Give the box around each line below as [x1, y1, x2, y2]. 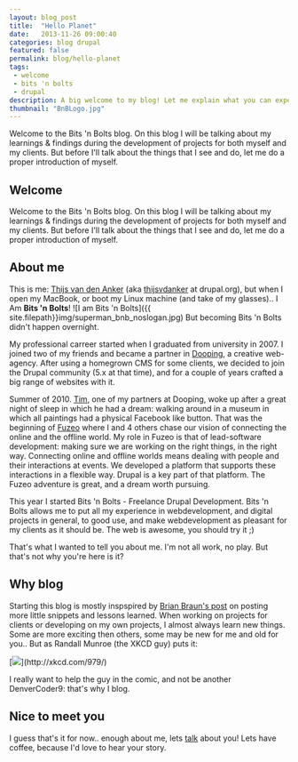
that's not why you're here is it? [9, 550, 124, 561]
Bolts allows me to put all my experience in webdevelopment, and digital [9, 505, 273, 516]
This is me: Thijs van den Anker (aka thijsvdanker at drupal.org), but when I [9, 284, 284, 294]
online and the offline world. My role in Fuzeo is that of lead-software [9, 431, 262, 442]
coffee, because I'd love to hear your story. [9, 742, 167, 752]
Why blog [9, 577, 64, 592]
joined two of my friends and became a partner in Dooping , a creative [9, 348, 263, 358]
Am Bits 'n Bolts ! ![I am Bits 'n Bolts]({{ [9, 302, 152, 313]
